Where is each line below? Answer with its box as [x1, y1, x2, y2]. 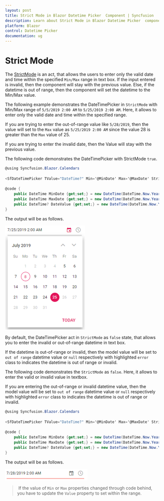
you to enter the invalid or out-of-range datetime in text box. [5, 340, 126, 345]
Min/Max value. [5, 92, 36, 98]
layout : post [5, 8, 32, 13]
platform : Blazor [5, 23, 41, 28]
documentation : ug [5, 34, 42, 39]
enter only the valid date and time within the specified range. [5, 112, 127, 118]
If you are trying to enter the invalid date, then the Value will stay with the [5, 141, 152, 147]
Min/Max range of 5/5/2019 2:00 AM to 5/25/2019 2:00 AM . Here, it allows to [5, 106, 157, 112]
